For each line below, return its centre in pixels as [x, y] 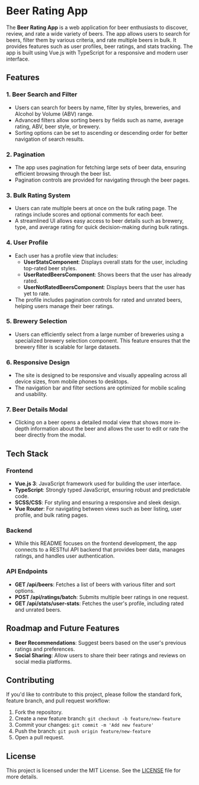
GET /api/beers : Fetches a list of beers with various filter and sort [95, 584]
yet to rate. [37, 293]
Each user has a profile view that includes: [66, 255]
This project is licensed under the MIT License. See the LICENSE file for [94, 771]
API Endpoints [27, 571]
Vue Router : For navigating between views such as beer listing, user [98, 509]
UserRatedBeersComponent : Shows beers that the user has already [107, 274]
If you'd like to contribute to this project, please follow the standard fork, [94, 694]
